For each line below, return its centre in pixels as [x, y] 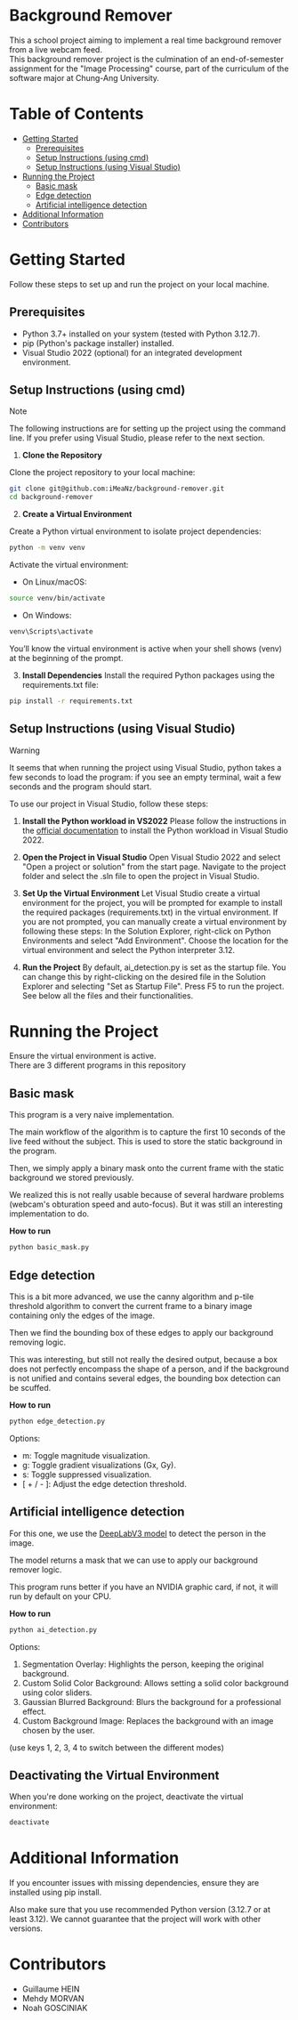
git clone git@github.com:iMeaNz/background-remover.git [117, 489]
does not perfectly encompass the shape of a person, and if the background [149, 1369]
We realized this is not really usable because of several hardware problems [147, 1195]
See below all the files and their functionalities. [108, 995]
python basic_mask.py [49, 1248]
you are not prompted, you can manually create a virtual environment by [154, 921]
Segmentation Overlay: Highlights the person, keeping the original [143, 1664]
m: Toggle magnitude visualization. [86, 1455]
